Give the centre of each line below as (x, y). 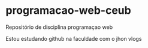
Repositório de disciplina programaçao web (59, 27)
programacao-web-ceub (68, 10)
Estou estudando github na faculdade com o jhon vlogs (74, 38)
